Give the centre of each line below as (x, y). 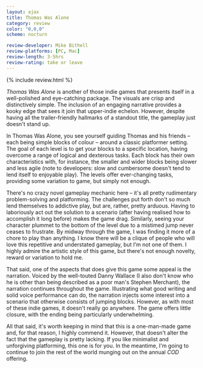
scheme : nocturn (27, 35)
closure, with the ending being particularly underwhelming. (80, 314)
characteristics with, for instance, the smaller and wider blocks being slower (102, 161)
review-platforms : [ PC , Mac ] (43, 51)
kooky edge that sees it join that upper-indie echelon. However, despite (96, 111)
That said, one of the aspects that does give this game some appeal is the (99, 269)
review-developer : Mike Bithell (47, 46)
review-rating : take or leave (45, 62)
